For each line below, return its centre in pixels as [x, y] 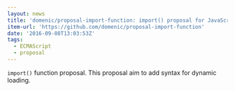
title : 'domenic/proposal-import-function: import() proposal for [106, 20]
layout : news [26, 14]
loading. [19, 80]
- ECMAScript [33, 46]
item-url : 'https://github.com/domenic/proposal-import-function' [106, 27]
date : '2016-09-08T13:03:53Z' [51, 33]
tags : [15, 40]
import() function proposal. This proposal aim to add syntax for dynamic [112, 72]
